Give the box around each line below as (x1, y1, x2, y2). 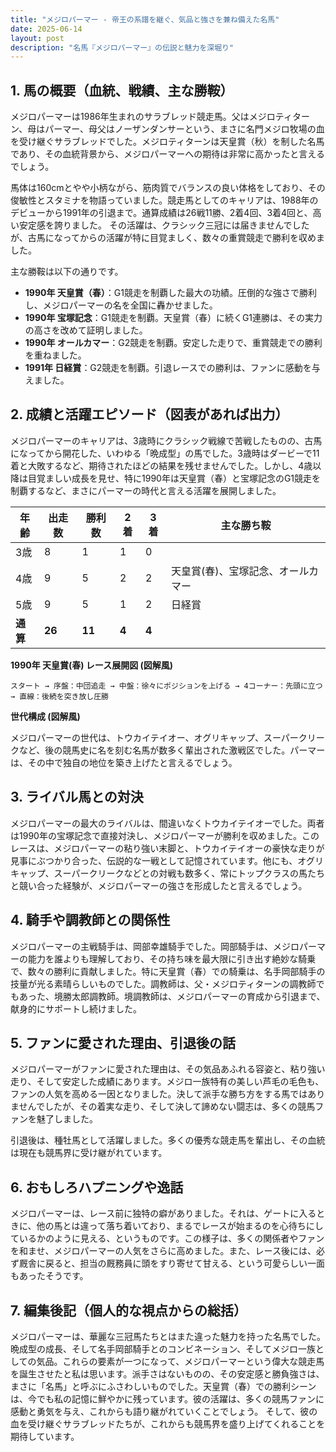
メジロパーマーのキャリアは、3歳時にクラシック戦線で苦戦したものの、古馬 (10, 434, 323, 446)
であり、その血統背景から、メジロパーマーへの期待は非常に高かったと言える (10, 148, 325, 160)
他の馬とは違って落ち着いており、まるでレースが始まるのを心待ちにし (36, 1220, 324, 1232)
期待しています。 (10, 1430, 80, 1442)
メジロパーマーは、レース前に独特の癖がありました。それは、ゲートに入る (10, 1207, 317, 1220)
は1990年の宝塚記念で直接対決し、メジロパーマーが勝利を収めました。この (10, 829, 320, 841)
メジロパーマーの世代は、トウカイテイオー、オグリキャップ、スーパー (10, 731, 299, 743)
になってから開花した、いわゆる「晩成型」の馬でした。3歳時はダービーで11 (10, 447, 320, 459)
